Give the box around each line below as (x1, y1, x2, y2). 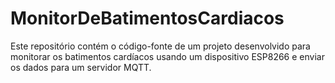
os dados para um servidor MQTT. (10, 61, 152, 73)
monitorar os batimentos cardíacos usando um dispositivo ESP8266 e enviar (10, 50, 325, 62)
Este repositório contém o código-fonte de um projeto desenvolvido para (10, 40, 311, 52)
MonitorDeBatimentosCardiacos (10, 7, 285, 30)
